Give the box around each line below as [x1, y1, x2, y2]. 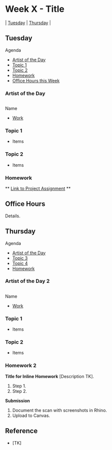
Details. [5, 213, 21, 219]
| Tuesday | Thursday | [5, 20, 51, 26]
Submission [5, 398, 31, 404]
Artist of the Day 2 [5, 277, 50, 284]
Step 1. [12, 383, 26, 389]
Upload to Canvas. [12, 413, 50, 418]
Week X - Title [5, 3, 65, 15]
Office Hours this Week [12, 77, 60, 83]
